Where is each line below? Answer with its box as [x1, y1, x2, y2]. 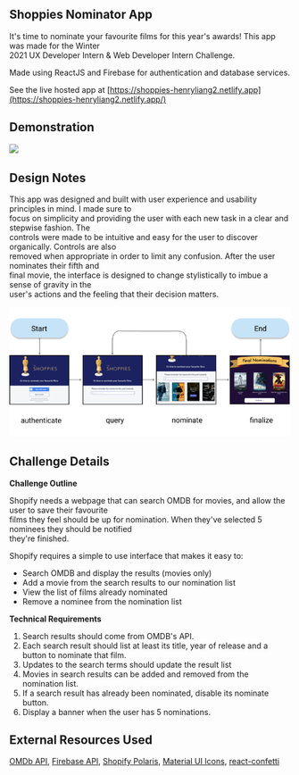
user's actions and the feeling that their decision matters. [9, 289, 220, 300]
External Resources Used [9, 732, 154, 748]
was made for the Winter [9, 40, 101, 51]
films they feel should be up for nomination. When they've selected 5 [9, 513, 263, 525]
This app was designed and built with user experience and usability [9, 194, 257, 204]
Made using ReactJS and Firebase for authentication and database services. [9, 67, 290, 78]
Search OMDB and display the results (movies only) [21, 567, 212, 579]
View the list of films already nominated [21, 587, 168, 597]
